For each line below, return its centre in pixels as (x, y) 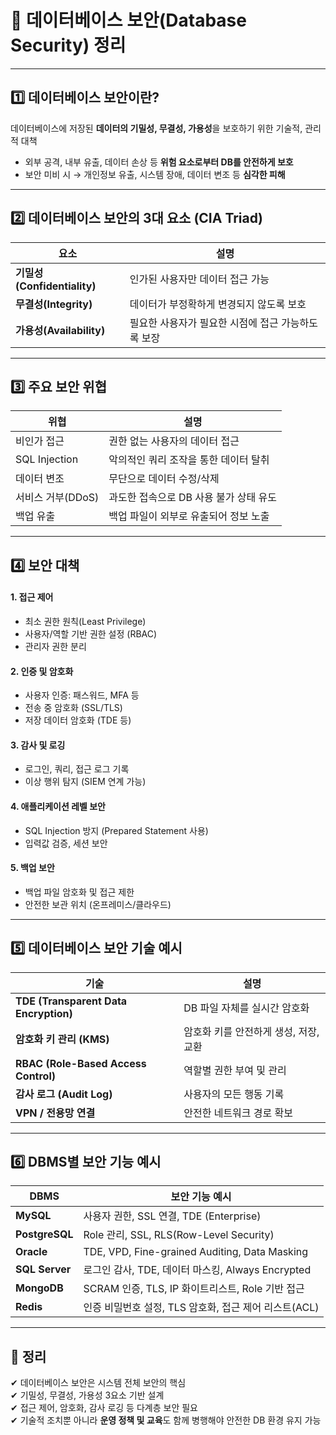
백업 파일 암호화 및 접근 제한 (79, 892)
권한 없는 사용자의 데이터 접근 (174, 441)
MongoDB (39, 1288)
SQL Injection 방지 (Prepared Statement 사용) (116, 830)
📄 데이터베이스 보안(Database (128, 20)
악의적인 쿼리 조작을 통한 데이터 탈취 (189, 460)
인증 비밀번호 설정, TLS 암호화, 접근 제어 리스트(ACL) (201, 1308)
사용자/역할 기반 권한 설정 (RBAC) (91, 633)
